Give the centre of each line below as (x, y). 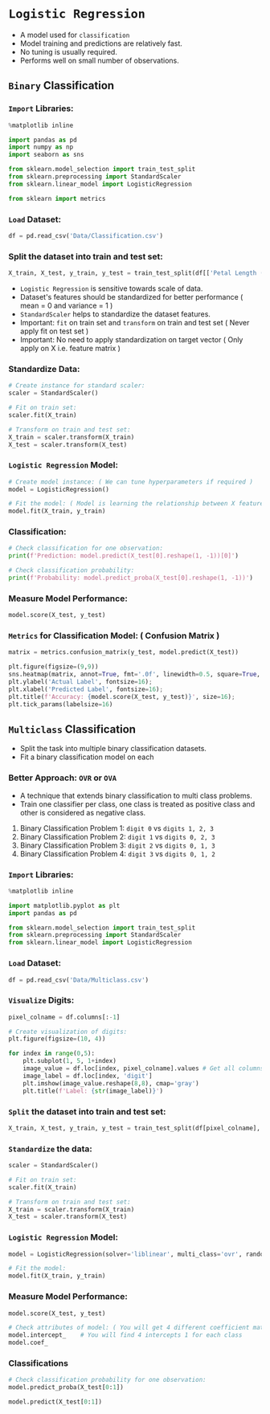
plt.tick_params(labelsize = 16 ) (61, 704)
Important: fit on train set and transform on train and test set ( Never (135, 322)
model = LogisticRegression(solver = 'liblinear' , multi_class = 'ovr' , (125, 1254)
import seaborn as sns (46, 155)
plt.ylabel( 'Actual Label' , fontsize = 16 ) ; (80, 682)
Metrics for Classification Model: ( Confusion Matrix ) (114, 635)
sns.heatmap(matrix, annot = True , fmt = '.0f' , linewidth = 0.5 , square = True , (135, 674)
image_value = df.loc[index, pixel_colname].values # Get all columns (143, 1069)
